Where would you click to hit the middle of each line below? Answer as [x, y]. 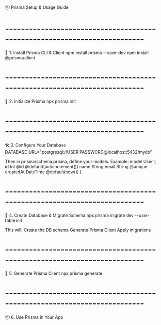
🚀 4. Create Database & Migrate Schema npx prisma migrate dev [70, 215]
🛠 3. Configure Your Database [36, 145]
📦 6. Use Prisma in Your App [34, 317]
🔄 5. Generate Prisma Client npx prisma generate [54, 273]
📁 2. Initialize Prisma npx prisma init [40, 101]
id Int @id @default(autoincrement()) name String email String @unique [76, 166]
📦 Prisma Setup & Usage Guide [37, 7]
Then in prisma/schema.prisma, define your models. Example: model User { [80, 161]
